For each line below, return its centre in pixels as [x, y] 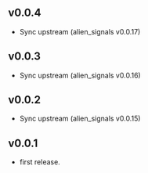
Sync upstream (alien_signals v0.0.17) [80, 31]
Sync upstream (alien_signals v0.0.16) [80, 75]
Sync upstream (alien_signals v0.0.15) [80, 119]
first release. [40, 162]
